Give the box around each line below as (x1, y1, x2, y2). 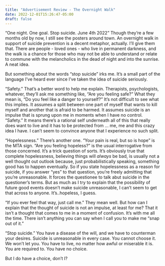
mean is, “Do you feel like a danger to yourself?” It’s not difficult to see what (5, 96, 159, 102)
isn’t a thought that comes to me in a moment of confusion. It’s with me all (5, 210, 155, 216)
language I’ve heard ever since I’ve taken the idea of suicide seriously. (5, 76, 148, 82)
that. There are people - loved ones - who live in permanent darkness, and (5, 45, 156, 52)
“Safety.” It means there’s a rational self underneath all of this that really (5, 117, 151, 124)
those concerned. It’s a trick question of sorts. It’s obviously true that (5, 148, 145, 154)
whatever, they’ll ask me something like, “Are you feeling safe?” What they (5, 91, 155, 97)
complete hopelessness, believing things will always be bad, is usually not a (5, 153, 160, 159)
